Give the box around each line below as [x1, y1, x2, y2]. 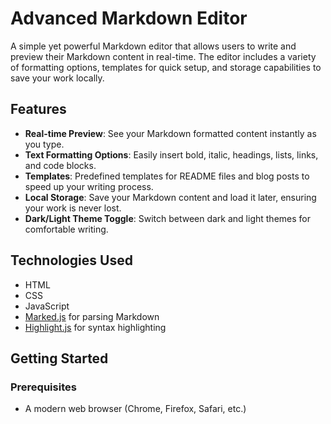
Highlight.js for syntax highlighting [24, 321, 167, 333]
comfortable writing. [24, 223, 109, 235]
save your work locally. [10, 72, 105, 84]
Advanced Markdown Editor [10, 7, 248, 30]
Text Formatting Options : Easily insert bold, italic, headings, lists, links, [24, 148, 319, 161]
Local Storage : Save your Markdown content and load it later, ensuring [24, 191, 317, 203]
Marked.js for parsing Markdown [24, 310, 160, 322]
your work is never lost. [24, 202, 122, 214]
